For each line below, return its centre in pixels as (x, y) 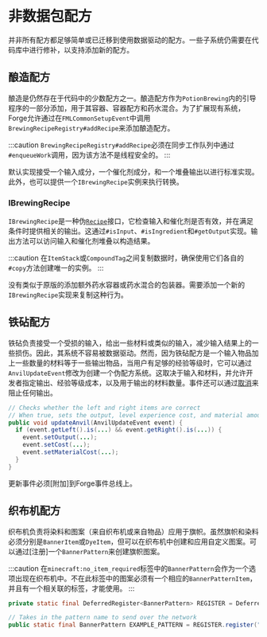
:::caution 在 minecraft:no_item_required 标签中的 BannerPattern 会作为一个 (129, 568)
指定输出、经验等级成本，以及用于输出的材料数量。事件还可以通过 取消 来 (140, 382)
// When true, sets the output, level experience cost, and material (126, 415)
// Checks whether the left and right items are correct (104, 408)
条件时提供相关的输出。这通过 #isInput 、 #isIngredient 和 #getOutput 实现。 (130, 231)
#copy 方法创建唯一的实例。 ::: (56, 268)
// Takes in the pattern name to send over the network (103, 618)
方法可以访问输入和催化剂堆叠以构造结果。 (85, 241)
